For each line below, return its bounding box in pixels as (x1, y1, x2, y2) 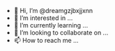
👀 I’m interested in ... (13, 14, 73, 22)
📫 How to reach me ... (13, 37, 79, 44)
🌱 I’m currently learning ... (13, 21, 89, 29)
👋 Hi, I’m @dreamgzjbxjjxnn (13, 7, 93, 14)
